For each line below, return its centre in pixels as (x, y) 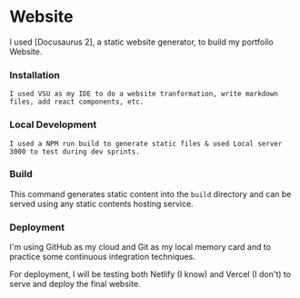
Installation (35, 74)
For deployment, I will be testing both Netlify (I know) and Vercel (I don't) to (150, 274)
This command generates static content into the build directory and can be (150, 194)
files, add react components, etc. (77, 102)
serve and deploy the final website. (75, 284)
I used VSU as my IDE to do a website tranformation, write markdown (144, 94)
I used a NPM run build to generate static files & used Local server (146, 144)
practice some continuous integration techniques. (102, 257)
